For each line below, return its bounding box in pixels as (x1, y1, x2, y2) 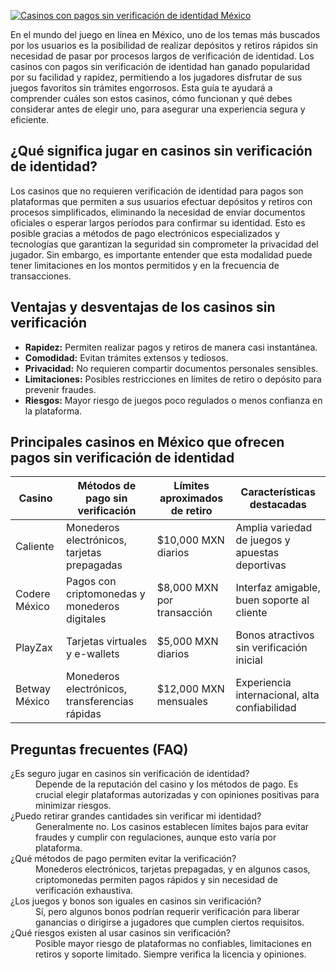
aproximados (159, 491, 224, 505)
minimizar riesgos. (35, 800, 112, 812)
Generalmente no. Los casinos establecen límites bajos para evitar (35, 821, 310, 833)
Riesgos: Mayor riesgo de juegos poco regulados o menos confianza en (24, 394, 323, 406)
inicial (235, 653, 263, 667)
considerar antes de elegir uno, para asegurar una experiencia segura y (10, 103, 306, 115)
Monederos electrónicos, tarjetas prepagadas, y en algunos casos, (35, 863, 311, 875)
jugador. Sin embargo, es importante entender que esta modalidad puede (10, 248, 313, 260)
